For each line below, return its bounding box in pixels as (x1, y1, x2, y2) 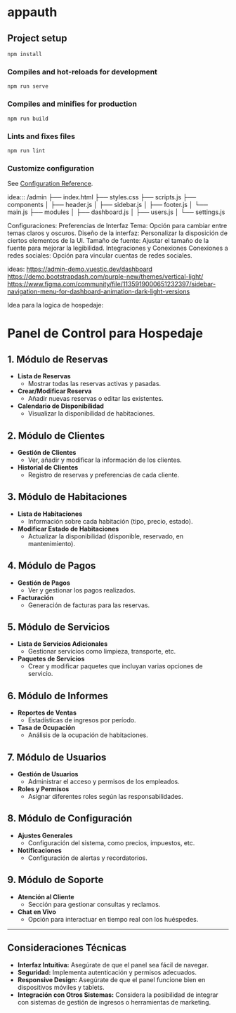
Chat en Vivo (17, 907, 56, 916)
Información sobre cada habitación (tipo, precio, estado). (27, 517, 193, 525)
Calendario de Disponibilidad (17, 402, 104, 411)
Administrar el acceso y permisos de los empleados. (27, 777, 181, 786)
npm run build (7, 115, 49, 122)
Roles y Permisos (17, 785, 70, 793)
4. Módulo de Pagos (7, 560, 96, 572)
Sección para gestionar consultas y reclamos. (27, 900, 161, 908)
